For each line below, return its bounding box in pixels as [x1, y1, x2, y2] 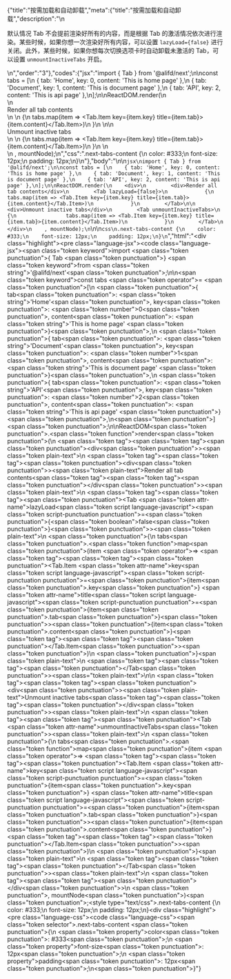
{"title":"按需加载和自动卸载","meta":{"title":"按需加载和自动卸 [7, 6, 181, 14]
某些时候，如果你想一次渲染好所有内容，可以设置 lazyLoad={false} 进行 [19, 38, 223, 46]
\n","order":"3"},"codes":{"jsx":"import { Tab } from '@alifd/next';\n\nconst [7, 69, 219, 77]
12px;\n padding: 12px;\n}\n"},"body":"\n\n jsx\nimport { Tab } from [7, 157, 201, 165]
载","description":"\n [7, 14, 66, 23]
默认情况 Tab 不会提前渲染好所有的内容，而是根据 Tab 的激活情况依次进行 [7, 30, 217, 37]
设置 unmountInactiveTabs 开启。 [12, 55, 106, 63]
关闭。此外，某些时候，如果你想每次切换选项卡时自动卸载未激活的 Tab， [7, 47, 213, 54]
